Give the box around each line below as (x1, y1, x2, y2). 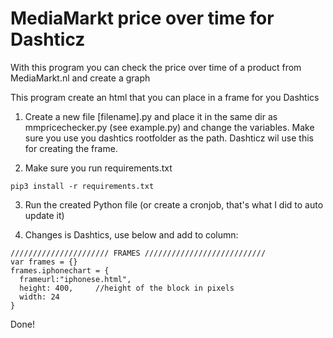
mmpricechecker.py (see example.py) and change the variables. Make (24, 121, 315, 133)
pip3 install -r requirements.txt (10, 181, 155, 191)
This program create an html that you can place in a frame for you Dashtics (10, 91, 320, 103)
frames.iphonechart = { (10, 265, 110, 276)
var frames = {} (10, 257, 78, 267)
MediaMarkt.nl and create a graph (10, 72, 151, 84)
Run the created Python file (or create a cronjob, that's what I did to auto (24, 198, 324, 211)
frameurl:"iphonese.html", (19, 274, 132, 284)
